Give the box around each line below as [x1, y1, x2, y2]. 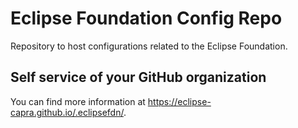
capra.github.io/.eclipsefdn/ [10, 106, 124, 118]
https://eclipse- [147, 95, 212, 107]
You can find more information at [10, 95, 146, 107]
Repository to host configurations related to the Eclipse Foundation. [10, 40, 288, 52]
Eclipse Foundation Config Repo [10, 7, 283, 30]
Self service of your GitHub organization [10, 69, 267, 86]
